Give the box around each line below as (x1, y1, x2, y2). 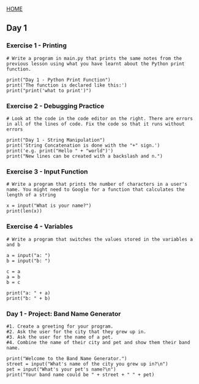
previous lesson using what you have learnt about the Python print (6, 61, 185, 67)
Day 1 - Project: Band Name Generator (6, 309, 121, 318)
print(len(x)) (6, 208, 43, 214)
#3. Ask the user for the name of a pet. (6, 334, 114, 340)
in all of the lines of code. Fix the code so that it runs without (6, 121, 185, 127)
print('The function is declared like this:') (6, 82, 127, 88)
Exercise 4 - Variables (6, 222, 73, 231)
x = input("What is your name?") (6, 202, 92, 209)
